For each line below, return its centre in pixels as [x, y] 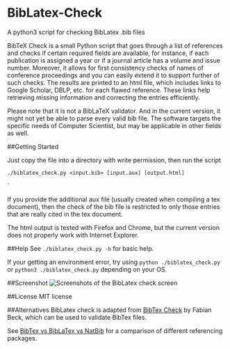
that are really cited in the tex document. [65, 214]
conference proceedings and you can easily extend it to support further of [114, 75]
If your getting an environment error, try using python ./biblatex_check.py [114, 262]
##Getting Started [33, 146]
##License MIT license [40, 296]
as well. [18, 133]
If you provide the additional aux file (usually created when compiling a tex [114, 199]
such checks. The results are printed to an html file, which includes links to [114, 82]
